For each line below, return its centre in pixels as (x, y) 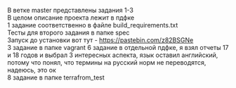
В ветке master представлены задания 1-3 (71, 10)
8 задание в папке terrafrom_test (56, 77)
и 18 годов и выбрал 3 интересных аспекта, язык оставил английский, (113, 55)
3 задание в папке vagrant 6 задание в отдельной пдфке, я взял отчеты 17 (118, 48)
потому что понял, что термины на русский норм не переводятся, (107, 62)
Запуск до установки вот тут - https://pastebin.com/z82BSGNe (100, 40)
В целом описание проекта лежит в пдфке (71, 18)
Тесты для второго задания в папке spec (68, 32)
